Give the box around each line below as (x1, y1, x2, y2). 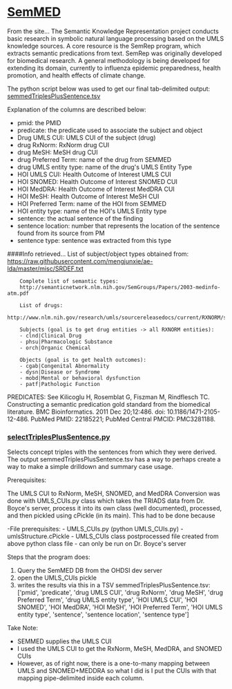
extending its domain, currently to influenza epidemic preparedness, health (7, 64, 221, 72)
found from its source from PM (17, 229, 105, 237)
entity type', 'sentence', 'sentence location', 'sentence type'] (17, 610, 189, 619)
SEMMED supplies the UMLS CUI (17, 637, 112, 645)
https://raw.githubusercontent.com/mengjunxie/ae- (7, 257, 153, 265)
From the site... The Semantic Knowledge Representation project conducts (7, 27, 219, 35)
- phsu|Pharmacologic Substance (19, 338, 113, 345)
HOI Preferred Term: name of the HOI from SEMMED (17, 199, 167, 208)
